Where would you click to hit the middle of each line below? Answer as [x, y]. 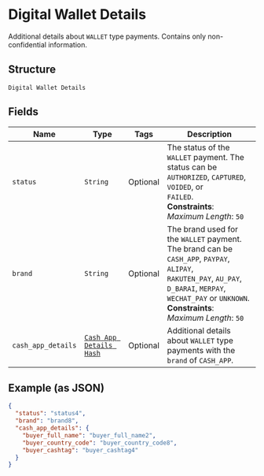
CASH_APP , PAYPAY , [198, 258]
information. [68, 44]
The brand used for [202, 229]
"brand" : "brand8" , [47, 421]
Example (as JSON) [56, 388]
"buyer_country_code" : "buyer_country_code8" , [100, 443]
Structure [32, 70]
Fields [24, 112]
